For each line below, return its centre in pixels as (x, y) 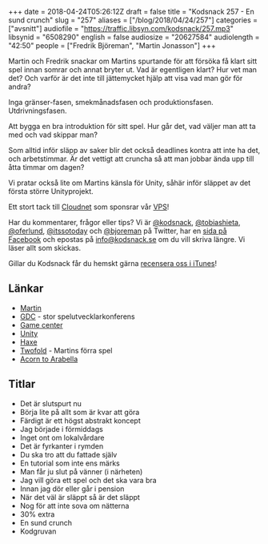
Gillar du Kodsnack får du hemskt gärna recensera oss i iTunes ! (113, 263)
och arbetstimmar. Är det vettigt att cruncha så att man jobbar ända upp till (131, 159)
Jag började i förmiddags (62, 429)
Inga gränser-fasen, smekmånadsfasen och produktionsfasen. (111, 102)
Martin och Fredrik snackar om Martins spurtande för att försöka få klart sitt (133, 61)
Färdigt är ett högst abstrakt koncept (80, 421)
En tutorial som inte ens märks (70, 463)
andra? (20, 87)
